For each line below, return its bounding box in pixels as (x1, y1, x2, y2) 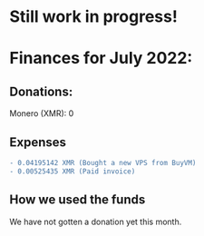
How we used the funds (9, 192, 146, 208)
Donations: (9, 84, 73, 99)
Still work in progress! (9, 6, 179, 27)
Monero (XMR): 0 (9, 108, 74, 119)
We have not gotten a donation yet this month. (9, 216, 182, 227)
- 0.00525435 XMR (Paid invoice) (9, 166, 136, 176)
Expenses (9, 134, 66, 150)
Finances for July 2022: (9, 48, 193, 69)
